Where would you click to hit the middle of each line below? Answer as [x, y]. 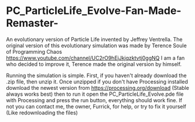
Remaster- [32, 23]
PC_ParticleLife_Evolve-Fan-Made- [94, 11]
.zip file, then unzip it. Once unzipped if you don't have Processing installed [97, 81]
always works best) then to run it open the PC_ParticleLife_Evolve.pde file [95, 94]
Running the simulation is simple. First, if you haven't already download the [96, 75]
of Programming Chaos [34, 51]
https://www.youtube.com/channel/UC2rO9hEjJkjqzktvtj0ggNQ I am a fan [95, 58]
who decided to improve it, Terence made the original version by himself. [94, 64]
